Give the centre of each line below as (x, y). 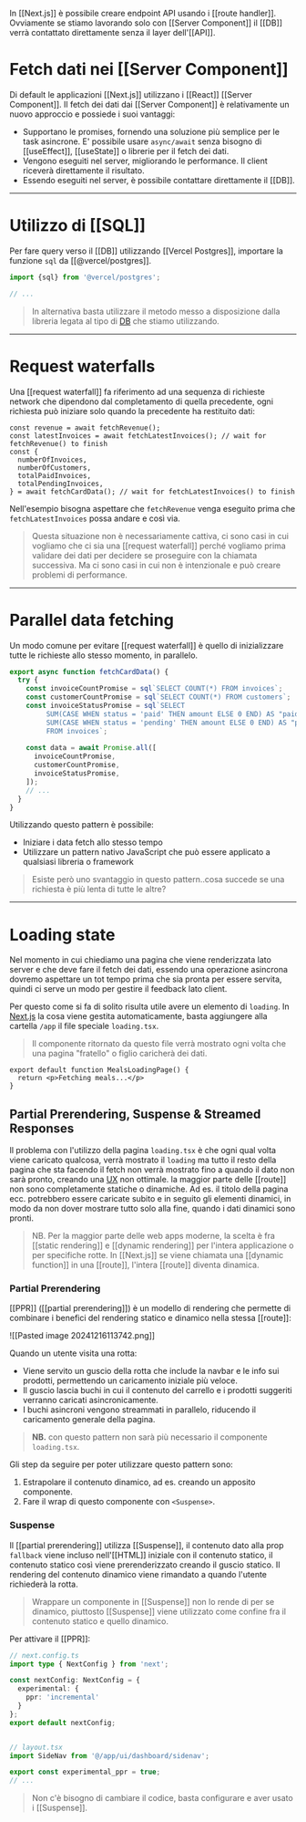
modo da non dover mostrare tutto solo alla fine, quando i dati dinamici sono (153, 1209)
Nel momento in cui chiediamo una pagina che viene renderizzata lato (140, 960)
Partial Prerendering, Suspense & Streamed (135, 1114)
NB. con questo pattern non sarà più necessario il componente (149, 1437)
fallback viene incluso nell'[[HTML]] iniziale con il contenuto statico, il (141, 1555)
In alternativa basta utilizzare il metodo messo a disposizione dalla (156, 311)
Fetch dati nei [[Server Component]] (149, 70)
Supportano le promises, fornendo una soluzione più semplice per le (151, 131)
